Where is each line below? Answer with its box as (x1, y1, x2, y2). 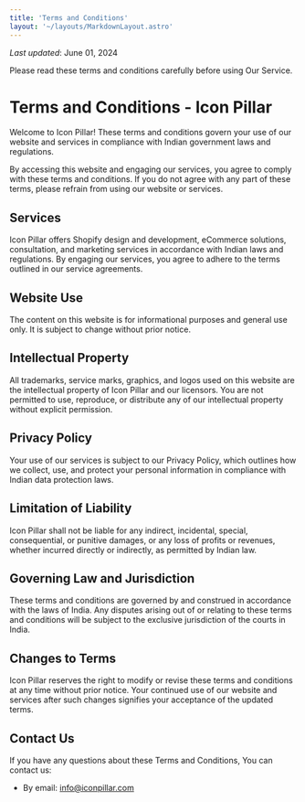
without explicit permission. (9, 403, 113, 414)
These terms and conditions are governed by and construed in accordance (9, 595, 292, 606)
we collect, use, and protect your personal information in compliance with (9, 464, 287, 476)
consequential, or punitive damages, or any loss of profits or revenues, (9, 534, 276, 545)
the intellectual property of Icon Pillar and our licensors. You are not (9, 384, 264, 395)
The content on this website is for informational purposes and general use (9, 315, 288, 326)
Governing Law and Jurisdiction (9, 571, 195, 586)
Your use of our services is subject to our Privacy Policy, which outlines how (9, 454, 297, 465)
